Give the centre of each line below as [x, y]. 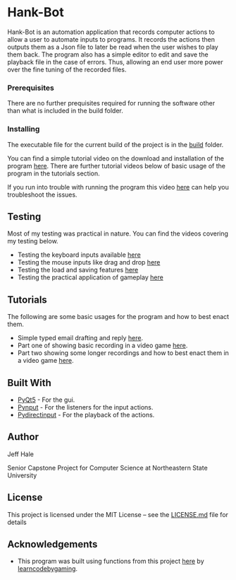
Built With [29, 383]
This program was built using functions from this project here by [111, 561]
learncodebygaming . [48, 569]
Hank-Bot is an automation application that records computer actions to [111, 32]
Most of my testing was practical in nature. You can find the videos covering [118, 233]
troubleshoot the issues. [42, 195]
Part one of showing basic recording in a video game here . [103, 346]
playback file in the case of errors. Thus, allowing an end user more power [115, 62]
